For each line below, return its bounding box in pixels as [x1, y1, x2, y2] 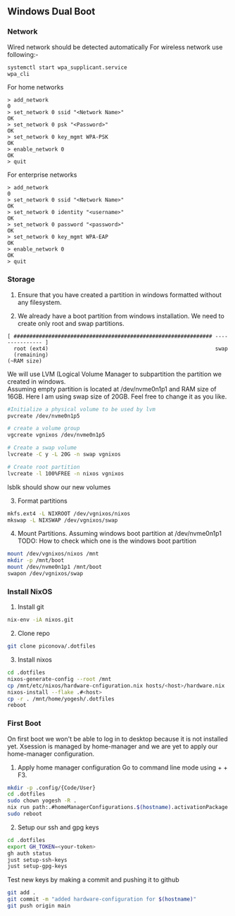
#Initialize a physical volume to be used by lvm [7, 406, 156, 413]
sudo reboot [7, 810, 42, 817]
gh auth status [7, 850, 52, 857]
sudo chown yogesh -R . [7, 797, 77, 805]
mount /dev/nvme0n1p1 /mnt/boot [7, 563, 102, 571]
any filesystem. [17, 298, 62, 306]
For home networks [7, 83, 64, 92]
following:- [7, 50, 39, 58]
